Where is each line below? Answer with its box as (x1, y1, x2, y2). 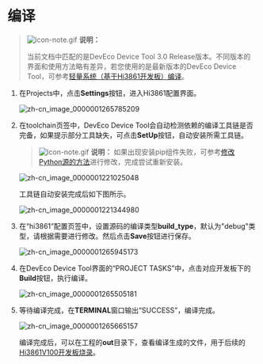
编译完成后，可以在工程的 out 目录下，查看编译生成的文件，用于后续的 (18, 337, 246, 347)
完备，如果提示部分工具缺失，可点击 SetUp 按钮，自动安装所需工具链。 (18, 130, 249, 139)
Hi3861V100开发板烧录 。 (18, 347, 101, 357)
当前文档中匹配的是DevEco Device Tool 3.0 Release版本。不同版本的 (26, 51, 251, 61)
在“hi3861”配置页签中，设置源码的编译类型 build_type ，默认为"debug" (18, 221, 249, 230)
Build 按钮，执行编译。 (18, 273, 93, 282)
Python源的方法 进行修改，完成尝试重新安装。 (38, 157, 188, 166)
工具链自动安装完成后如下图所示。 (18, 189, 131, 199)
